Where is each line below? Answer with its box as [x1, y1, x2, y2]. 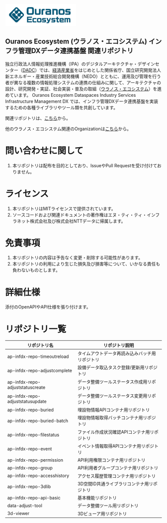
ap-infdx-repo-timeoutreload [7, 353, 69, 359]
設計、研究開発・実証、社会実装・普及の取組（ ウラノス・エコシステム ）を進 [5, 86, 162, 92]
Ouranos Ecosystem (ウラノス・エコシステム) [5, 37, 148, 46]
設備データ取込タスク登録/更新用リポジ [77, 364, 158, 370]
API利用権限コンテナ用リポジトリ [77, 457, 146, 463]
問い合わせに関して [5, 145, 83, 156]
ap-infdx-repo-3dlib [7, 484, 51, 490]
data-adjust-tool [7, 503, 42, 509]
